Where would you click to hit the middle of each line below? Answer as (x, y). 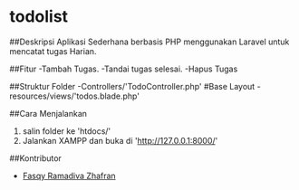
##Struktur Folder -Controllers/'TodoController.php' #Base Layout (132, 86)
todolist (39, 17)
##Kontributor (35, 158)
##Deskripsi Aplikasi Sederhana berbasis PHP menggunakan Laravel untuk (149, 42)
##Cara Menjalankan (48, 113)
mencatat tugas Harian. (53, 51)
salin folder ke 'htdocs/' (67, 131)
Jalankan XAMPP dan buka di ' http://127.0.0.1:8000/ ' (120, 140)
